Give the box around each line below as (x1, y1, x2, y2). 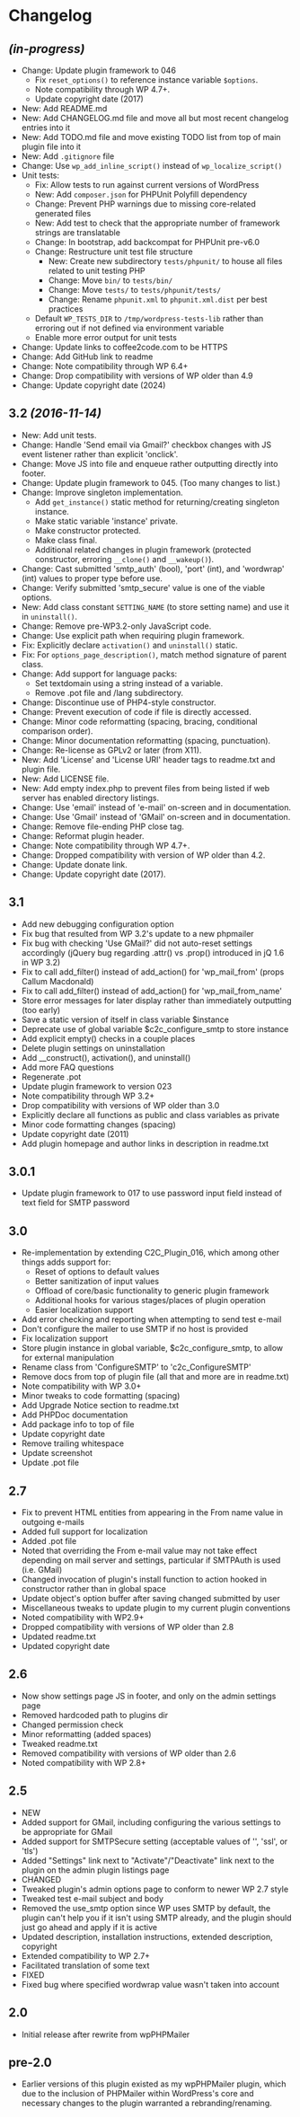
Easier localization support (34, 1304, 134, 1316)
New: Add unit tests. (21, 429, 97, 440)
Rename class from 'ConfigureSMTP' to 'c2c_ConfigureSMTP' (21, 1362, 251, 1372)
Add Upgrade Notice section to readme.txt (21, 1400, 180, 1411)
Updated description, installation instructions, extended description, (21, 1931, 273, 1942)
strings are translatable (34, 227, 120, 238)
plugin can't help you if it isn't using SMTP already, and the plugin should (21, 1912, 292, 1923)
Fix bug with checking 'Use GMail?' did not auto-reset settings (21, 938, 253, 948)
